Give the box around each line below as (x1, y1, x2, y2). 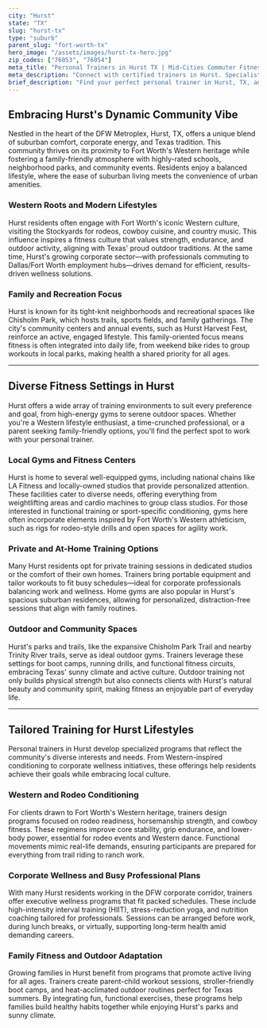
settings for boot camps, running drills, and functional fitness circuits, (8, 658, 236, 668)
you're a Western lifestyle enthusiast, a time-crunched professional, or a (8, 418, 245, 427)
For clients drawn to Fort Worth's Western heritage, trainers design (8, 807, 227, 817)
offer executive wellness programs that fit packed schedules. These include (8, 897, 257, 906)
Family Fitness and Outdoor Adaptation (8, 950, 163, 961)
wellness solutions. (30, 269, 94, 278)
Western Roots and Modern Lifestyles (8, 200, 157, 211)
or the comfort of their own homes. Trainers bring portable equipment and (8, 570, 251, 579)
